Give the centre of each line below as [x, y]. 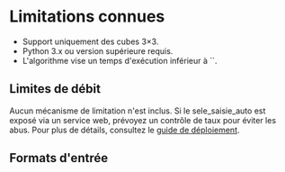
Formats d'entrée [59, 158]
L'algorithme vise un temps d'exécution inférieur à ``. [120, 60]
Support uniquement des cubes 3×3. [90, 41]
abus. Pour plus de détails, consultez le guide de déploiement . [125, 130]
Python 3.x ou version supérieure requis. [98, 50]
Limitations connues [87, 17]
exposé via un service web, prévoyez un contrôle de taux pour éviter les [143, 120]
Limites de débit [55, 89]
